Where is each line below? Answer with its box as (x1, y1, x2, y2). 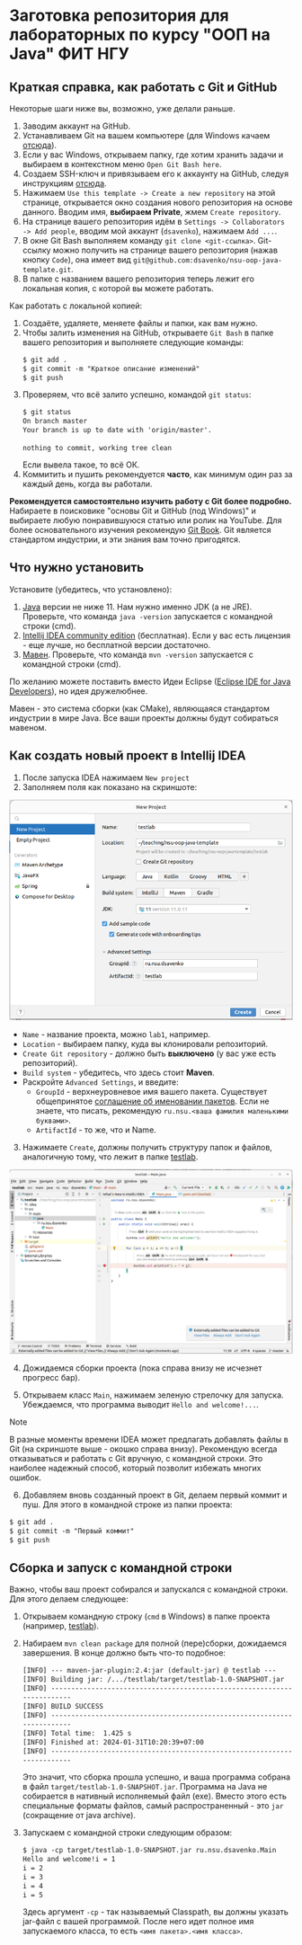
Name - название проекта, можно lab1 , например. (22, 1028, 211, 1039)
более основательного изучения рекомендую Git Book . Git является (9, 525, 271, 535)
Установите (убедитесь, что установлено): (9, 583, 173, 594)
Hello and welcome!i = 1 (22, 1854, 116, 1863)
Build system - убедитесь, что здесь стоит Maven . (22, 1067, 215, 1078)
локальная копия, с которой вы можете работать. (22, 283, 214, 293)
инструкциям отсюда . (22, 178, 107, 189)
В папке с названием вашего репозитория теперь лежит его (22, 273, 254, 284)
